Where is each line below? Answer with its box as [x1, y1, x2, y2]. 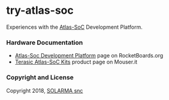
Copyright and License [6, 73, 74, 81]
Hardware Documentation [6, 38, 83, 47]
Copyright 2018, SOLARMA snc [6, 87, 83, 94]
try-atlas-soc [6, 4, 74, 17]
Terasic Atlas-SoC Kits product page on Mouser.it [14, 58, 138, 66]
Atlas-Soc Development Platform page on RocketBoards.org [14, 52, 164, 59]
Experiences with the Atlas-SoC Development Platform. [6, 23, 143, 31]
